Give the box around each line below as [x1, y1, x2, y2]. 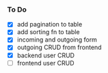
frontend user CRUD [16, 59, 75, 67]
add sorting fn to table [16, 28, 80, 36]
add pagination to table [16, 20, 83, 29]
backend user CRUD [16, 51, 75, 59]
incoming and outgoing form [16, 35, 98, 44]
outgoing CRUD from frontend [16, 43, 102, 52]
